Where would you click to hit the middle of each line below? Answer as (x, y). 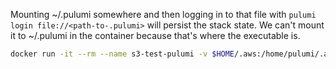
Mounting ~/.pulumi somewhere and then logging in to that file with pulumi (163, 14)
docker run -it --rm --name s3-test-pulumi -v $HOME (122, 54)
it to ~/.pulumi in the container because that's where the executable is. (155, 35)
